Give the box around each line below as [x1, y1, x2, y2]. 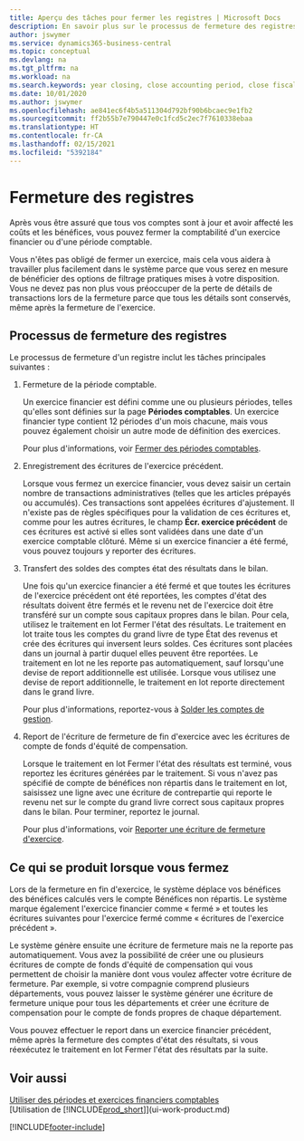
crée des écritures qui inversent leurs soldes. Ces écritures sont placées [22, 638, 293, 649]
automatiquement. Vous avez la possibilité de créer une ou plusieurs [9, 950, 264, 961]
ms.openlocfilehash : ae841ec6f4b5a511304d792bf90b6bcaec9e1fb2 [9, 106, 253, 115]
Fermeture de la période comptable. [22, 379, 157, 390]
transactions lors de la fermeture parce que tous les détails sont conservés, [9, 292, 291, 303]
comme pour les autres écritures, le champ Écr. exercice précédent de [22, 517, 288, 528]
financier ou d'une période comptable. [9, 236, 153, 247]
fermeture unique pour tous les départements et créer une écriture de [9, 998, 270, 1009]
